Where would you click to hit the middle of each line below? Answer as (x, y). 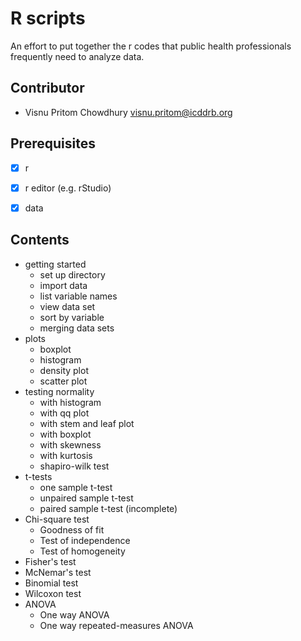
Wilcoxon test (53, 593)
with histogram (70, 402)
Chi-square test (57, 519)
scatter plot (63, 381)
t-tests (38, 476)
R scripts (48, 18)
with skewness (70, 444)
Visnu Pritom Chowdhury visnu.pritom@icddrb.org (128, 112)
